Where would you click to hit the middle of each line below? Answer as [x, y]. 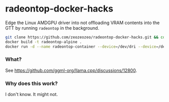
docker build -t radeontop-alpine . [44, 42]
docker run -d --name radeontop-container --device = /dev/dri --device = [82, 46]
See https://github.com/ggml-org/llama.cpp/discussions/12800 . [71, 70]
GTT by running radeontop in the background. [52, 28]
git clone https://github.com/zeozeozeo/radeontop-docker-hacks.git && [82, 37]
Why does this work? [31, 83]
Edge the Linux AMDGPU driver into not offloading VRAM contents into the [82, 23]
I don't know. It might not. [31, 94]
